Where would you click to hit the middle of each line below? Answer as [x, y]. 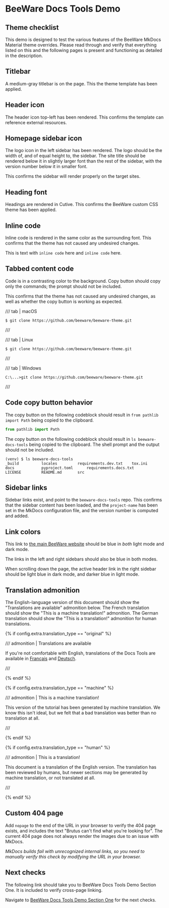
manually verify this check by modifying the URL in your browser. [73, 856]
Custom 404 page [34, 813]
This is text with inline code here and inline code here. [64, 253]
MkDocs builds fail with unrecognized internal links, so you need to [75, 851]
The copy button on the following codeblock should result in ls [71, 439]
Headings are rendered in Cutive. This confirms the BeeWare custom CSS [82, 205]
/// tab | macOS [21, 311]
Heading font [26, 192]
